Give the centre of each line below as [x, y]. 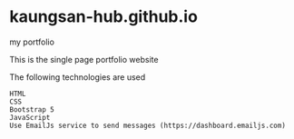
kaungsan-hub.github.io [103, 17]
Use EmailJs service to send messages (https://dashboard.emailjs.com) [147, 125]
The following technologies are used [78, 77]
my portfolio [32, 42]
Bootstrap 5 [32, 109]
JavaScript [30, 117]
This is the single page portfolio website [84, 59]
